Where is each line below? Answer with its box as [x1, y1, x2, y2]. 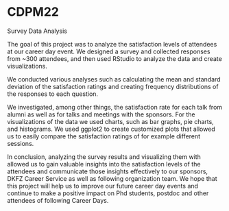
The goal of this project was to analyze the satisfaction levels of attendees [7, 40, 217, 48]
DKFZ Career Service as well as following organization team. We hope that [7, 174, 217, 182]
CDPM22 [7, 4, 60, 20]
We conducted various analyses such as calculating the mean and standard [7, 75, 221, 83]
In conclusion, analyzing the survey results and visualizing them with [7, 152, 201, 161]
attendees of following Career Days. [7, 196, 109, 204]
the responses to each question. [7, 90, 98, 98]
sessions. [7, 139, 34, 147]
